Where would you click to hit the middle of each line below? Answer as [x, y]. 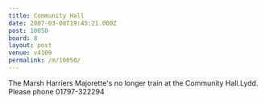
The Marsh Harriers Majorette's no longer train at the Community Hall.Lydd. [133, 83]
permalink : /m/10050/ [45, 61]
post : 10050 [28, 30]
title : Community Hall [46, 16]
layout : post [30, 46]
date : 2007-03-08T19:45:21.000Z [62, 23]
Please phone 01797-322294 [56, 91]
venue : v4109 [30, 53]
